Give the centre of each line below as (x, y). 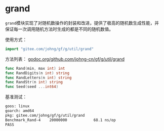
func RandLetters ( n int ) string (38, 78)
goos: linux (17, 106)
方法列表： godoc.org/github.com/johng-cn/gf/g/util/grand (65, 59)
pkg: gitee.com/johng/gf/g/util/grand (45, 115)
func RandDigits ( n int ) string (37, 73)
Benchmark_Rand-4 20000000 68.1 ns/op (61, 120)
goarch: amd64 (20, 111)
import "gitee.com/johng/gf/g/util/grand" (49, 49)
